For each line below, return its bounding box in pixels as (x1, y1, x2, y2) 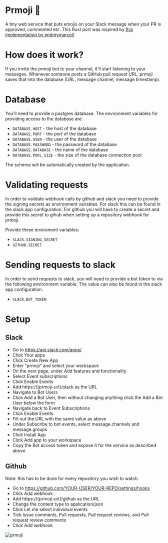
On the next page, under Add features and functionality (12, 367, 126, 374)
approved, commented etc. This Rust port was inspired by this (5, 26, 133, 32)
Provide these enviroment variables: (5, 226, 79, 232)
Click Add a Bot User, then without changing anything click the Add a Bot (12, 394, 163, 400)
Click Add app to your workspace (12, 437, 81, 443)
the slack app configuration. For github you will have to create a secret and (5, 206, 159, 212)
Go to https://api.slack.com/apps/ (12, 346, 82, 352)
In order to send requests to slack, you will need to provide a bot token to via (5, 275, 163, 281)
